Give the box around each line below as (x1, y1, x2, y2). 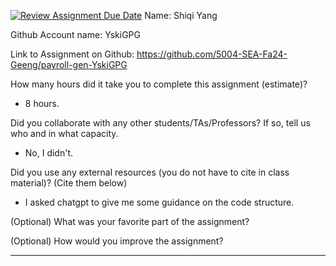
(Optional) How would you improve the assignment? (10, 235, 224, 247)
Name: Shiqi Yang (144, 10, 218, 21)
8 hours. (24, 98, 60, 109)
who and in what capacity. (10, 128, 119, 139)
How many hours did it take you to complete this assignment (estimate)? (10, 78, 308, 90)
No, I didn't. (24, 147, 74, 159)
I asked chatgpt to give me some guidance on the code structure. (24, 196, 295, 208)
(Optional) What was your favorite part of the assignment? (10, 216, 250, 227)
